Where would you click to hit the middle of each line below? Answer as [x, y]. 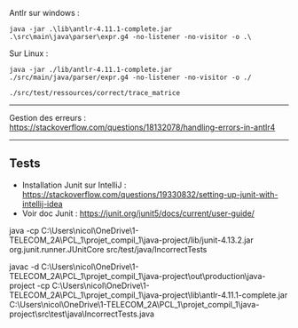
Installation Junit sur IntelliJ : [74, 185]
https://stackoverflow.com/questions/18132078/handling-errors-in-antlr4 [142, 127]
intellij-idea [43, 204]
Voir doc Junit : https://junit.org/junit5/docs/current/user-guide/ [138, 213]
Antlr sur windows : [44, 13]
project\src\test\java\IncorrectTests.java [82, 314]
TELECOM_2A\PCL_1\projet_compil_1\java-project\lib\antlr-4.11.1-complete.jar [149, 295]
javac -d [24, 267]
